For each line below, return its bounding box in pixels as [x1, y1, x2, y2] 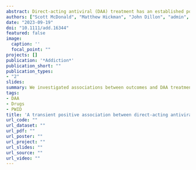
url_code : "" [6, 117, 38, 123]
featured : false [6, 30, 45, 36]
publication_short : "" [6, 63, 61, 69]
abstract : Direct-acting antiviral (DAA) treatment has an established [6, 8, 184, 15]
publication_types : [6, 68, 54, 74]
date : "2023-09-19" [6, 19, 54, 25]
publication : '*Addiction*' [6, 57, 75, 63]
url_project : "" [6, 138, 45, 145]
